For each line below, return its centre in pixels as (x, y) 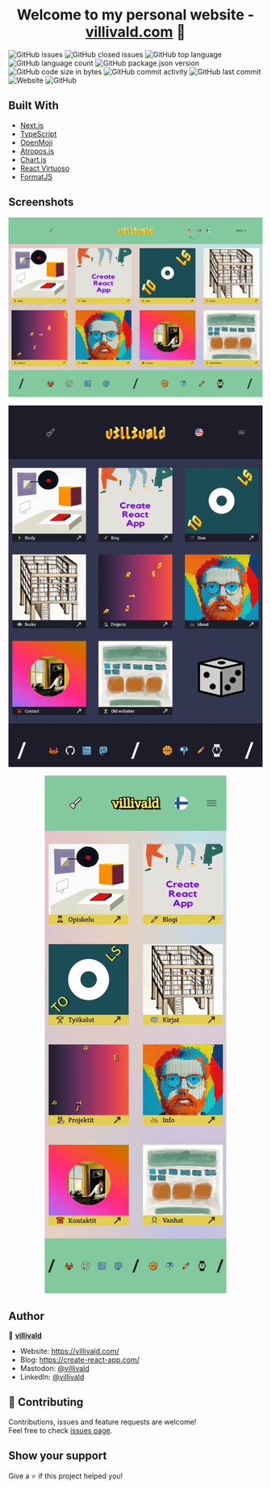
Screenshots (41, 203)
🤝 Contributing (46, 1402)
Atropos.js (37, 150)
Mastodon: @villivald (55, 1368)
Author (26, 1316)
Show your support (58, 1456)
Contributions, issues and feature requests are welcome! (102, 1422)
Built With (33, 106)
